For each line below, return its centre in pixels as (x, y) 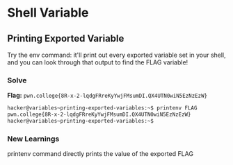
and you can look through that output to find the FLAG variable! (98, 62)
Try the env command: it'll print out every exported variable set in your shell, (116, 55)
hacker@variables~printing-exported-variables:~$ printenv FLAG (102, 108)
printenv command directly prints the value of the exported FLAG (100, 154)
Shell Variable (48, 13)
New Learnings (33, 139)
